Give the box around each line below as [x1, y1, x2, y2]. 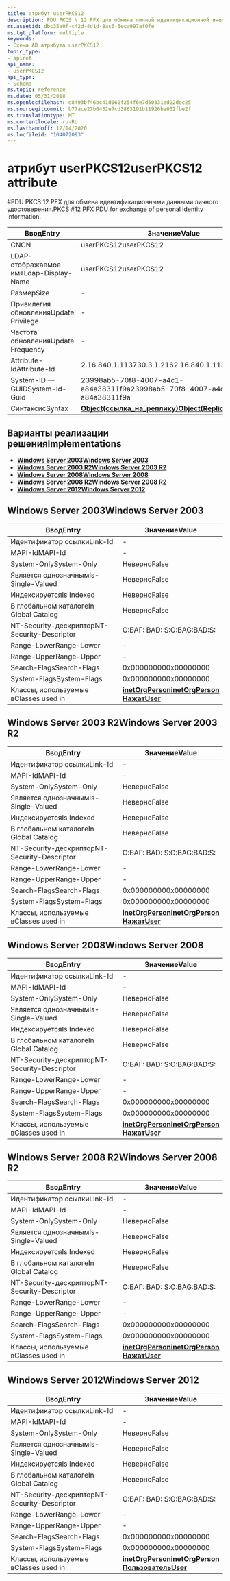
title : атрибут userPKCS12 [7, 10, 84, 17]
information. [7, 212, 42, 221]
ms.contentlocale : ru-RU [7, 118, 78, 125]
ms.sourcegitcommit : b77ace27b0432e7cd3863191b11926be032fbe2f [7, 106, 192, 112]
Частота [10, 328, 38, 337]
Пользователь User [122, 1563, 188, 1573]
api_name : [7, 61, 36, 68]
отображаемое [10, 260, 62, 269]
